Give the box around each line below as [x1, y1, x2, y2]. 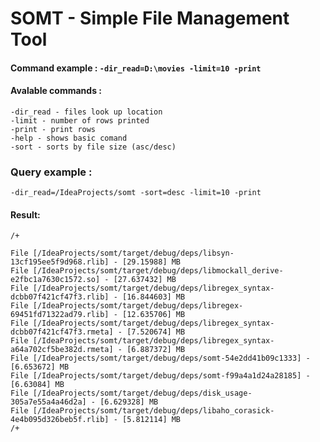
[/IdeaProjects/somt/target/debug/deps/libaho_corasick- [32, 406, 275, 416]
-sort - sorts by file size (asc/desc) [10, 142, 177, 152]
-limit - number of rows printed [10, 115, 150, 126]
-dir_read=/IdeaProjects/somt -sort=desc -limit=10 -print [10, 188, 262, 198]
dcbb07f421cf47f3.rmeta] [10, 327, 114, 337]
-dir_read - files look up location [10, 107, 163, 117]
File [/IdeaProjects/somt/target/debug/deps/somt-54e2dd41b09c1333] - [10, 353, 311, 364]
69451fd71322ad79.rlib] [10, 310, 110, 320]
